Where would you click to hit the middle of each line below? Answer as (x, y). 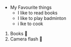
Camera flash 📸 (26, 39)
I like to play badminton (42, 18)
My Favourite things (31, 7)
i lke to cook (30, 24)
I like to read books (38, 13)
